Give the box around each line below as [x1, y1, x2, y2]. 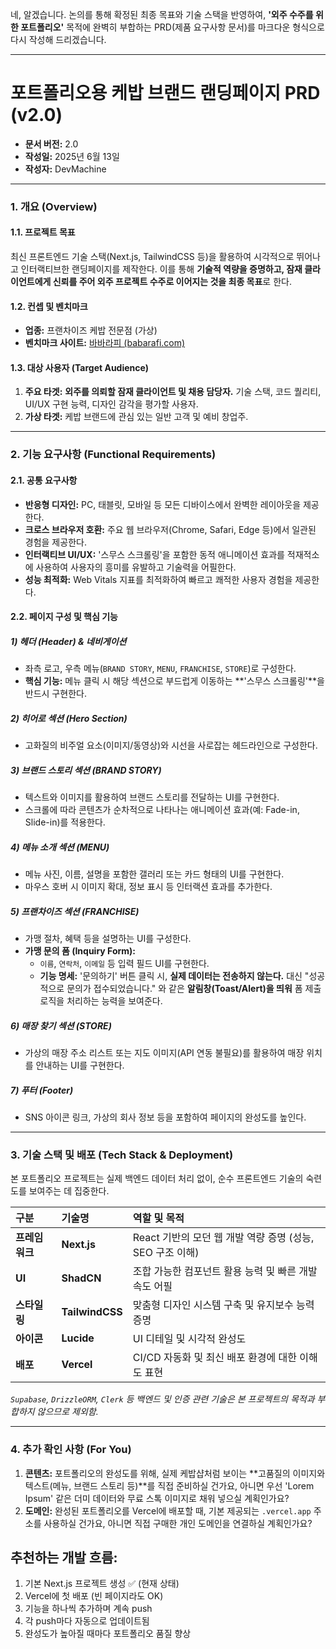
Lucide [61, 1331, 95, 1345]
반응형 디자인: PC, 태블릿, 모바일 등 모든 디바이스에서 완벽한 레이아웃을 [24, 498, 302, 510]
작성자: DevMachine [24, 163, 107, 175]
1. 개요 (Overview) [10, 199, 98, 213]
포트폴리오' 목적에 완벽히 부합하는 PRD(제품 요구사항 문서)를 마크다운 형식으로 [20, 21, 325, 33]
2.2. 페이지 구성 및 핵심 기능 [10, 611, 118, 623]
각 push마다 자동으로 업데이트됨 [24, 1615, 150, 1627]
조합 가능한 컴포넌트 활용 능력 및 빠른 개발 [132, 1264, 318, 1278]
